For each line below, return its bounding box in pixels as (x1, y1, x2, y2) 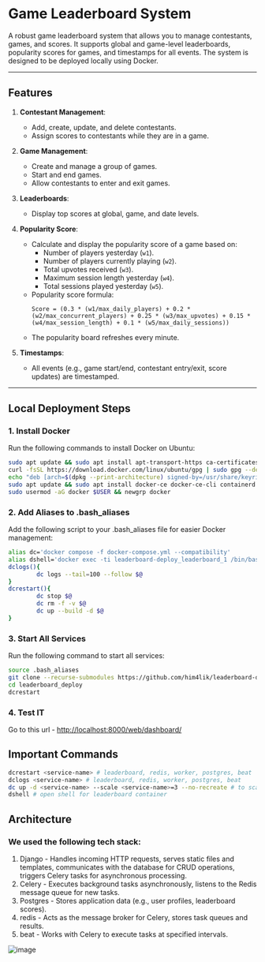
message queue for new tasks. (19, 887, 120, 896)
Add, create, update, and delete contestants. (31, 122, 177, 132)
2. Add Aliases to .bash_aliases (8, 507, 130, 518)
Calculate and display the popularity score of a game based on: (31, 239, 238, 249)
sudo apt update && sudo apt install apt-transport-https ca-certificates (8, 459, 259, 466)
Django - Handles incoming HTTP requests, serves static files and (19, 854, 235, 863)
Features (8, 86, 53, 99)
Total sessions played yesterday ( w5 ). (43, 281, 164, 290)
